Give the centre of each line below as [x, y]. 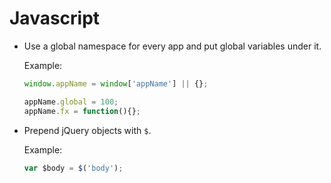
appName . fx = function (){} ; [82, 111]
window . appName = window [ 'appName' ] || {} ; [116, 83]
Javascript [55, 18]
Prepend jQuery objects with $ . [87, 130]
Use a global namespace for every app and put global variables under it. [172, 46]
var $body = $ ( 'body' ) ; [73, 168]
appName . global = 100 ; [71, 102]
